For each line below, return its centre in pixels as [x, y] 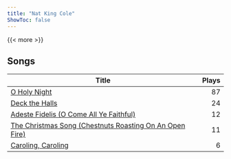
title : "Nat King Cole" [41, 13]
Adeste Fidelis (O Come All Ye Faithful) [73, 114]
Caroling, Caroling [40, 145]
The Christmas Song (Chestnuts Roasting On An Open [98, 126]
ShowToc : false [29, 20]
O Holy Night [31, 92]
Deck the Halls [34, 103]
